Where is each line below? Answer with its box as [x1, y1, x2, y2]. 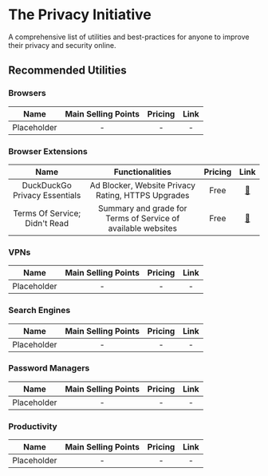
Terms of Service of [105, 212, 180, 224]
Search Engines [8, 305, 71, 316]
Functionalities [113, 166, 171, 177]
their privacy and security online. [8, 40, 117, 50]
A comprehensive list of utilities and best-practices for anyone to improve [8, 32, 250, 42]
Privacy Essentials [13, 189, 81, 200]
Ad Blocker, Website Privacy [89, 180, 196, 191]
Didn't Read [25, 217, 69, 228]
